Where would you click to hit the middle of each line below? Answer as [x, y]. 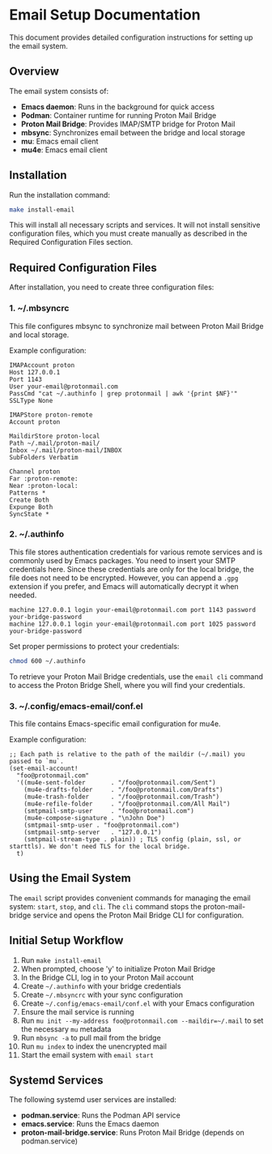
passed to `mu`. [36, 762]
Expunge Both [31, 507]
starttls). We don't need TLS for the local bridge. [100, 847]
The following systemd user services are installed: [93, 1100]
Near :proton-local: [44, 485]
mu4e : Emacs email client [64, 150]
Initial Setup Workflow [66, 940]
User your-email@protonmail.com [64, 387]
